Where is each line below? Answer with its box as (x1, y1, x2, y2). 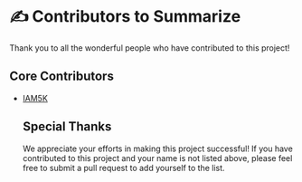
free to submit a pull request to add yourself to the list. (22, 162, 225, 173)
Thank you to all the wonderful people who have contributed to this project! (9, 42, 290, 53)
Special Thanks (22, 119, 112, 135)
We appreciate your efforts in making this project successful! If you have (22, 143, 294, 154)
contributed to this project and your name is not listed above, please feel (22, 152, 293, 163)
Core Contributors (9, 69, 115, 84)
